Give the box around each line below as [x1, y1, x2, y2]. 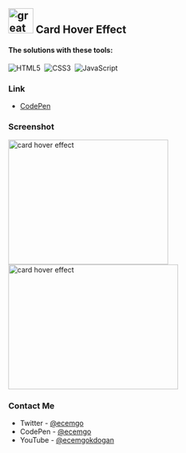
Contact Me [8, 400, 55, 411]
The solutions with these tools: [8, 45, 113, 54]
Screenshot [8, 121, 54, 132]
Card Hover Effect [35, 23, 127, 37]
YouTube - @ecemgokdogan [19, 435, 114, 445]
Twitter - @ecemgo [19, 419, 84, 428]
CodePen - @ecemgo [19, 427, 92, 436]
